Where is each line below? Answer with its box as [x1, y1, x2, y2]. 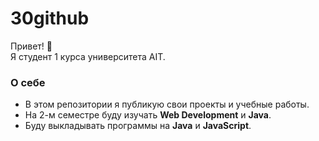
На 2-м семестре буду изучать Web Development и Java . [24, 109, 272, 121]
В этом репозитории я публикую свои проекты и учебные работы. [24, 98, 310, 111]
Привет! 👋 [10, 40, 53, 52]
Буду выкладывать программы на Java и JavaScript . [24, 120, 252, 132]
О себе [10, 75, 46, 89]
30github [10, 7, 90, 30]
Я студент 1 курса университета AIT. [10, 50, 166, 62]
